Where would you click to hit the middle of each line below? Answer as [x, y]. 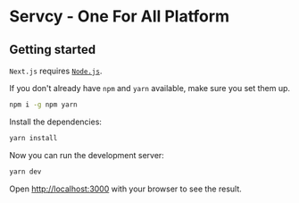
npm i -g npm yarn [43, 105]
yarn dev [25, 172]
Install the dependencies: [56, 122]
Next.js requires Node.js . [56, 71]
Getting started [53, 50]
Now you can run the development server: [87, 155]
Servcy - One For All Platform [120, 17]
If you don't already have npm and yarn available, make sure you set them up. [150, 88]
